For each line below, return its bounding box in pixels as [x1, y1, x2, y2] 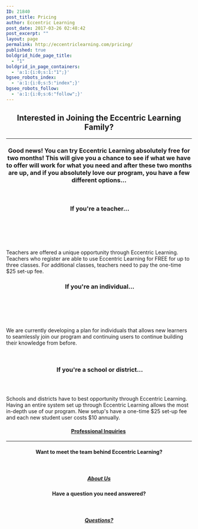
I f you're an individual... [64, 283, 135, 291]
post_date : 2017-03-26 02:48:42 [6, 25, 85, 31]
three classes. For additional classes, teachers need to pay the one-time [6, 261, 181, 269]
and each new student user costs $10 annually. [6, 414, 121, 421]
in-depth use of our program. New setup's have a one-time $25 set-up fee [6, 408, 187, 415]
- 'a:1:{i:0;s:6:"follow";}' [11, 91, 83, 97]
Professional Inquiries [71, 427, 126, 434]
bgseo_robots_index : [6, 74, 57, 80]
